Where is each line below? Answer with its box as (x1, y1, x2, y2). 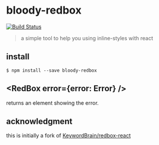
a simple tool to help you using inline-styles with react (20, 34, 154, 41)
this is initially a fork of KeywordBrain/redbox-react (6, 132, 131, 139)
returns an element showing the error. (6, 99, 99, 107)
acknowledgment (6, 116, 73, 126)
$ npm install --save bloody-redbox (6, 67, 97, 73)
